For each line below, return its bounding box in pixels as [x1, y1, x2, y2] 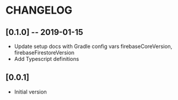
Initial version [14, 88, 47, 95]
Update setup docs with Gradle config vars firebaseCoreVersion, [14, 43, 173, 50]
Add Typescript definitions [14, 56, 80, 62]
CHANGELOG [5, 4, 72, 17]
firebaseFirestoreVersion [14, 49, 75, 56]
